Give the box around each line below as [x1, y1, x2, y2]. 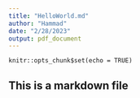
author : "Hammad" [8, 19, 68, 28]
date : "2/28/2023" [8, 27, 71, 35]
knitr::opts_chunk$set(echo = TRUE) [8, 57, 133, 65]
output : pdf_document [8, 34, 82, 43]
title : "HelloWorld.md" [8, 11, 90, 20]
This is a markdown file [8, 79, 129, 92]
